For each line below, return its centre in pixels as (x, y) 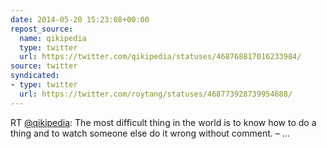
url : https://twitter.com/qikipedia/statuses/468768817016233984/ (160, 57)
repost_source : (42, 29)
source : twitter (44, 66)
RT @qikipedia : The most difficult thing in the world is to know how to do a (163, 122)
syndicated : (35, 76)
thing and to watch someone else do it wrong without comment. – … (150, 133)
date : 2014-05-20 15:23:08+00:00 (80, 19)
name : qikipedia (53, 38)
